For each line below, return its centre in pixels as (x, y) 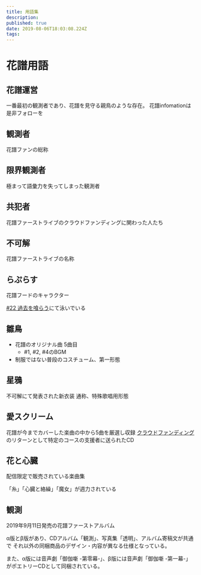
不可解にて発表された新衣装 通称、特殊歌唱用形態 (67, 396)
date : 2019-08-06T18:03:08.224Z (46, 29)
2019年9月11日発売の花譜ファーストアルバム (61, 526)
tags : (13, 34)
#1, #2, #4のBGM (45, 352)
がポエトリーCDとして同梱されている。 (55, 566)
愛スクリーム (30, 417)
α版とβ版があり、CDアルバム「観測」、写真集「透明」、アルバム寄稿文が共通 (100, 538)
